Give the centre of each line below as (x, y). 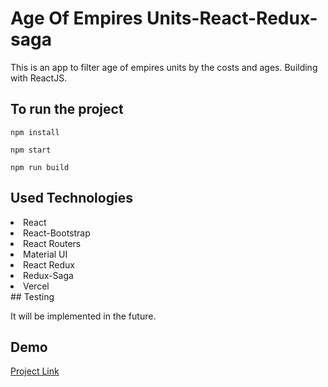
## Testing (32, 296)
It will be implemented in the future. (83, 316)
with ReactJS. (39, 78)
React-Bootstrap (57, 233)
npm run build (40, 167)
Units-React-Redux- (232, 18)
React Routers (52, 243)
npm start (31, 150)
